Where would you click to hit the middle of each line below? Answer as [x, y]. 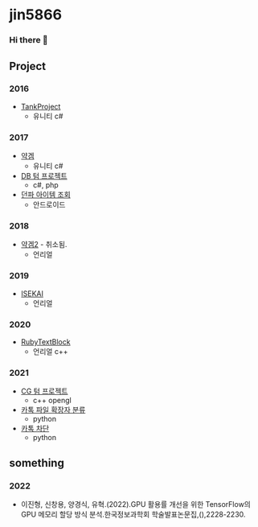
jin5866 [36, 15]
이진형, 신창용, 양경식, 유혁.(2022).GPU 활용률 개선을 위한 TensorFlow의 [136, 504]
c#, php [45, 185]
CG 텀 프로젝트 [44, 391]
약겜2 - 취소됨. [44, 245]
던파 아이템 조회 [45, 195]
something [37, 463]
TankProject [41, 106]
